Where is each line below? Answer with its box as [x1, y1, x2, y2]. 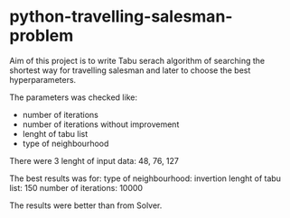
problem [9, 25, 74, 46]
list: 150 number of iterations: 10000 [9, 182, 143, 193]
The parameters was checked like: [9, 92, 138, 103]
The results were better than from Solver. [9, 200, 163, 211]
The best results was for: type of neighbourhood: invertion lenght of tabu [9, 173, 282, 184]
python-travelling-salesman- [9, 6, 233, 27]
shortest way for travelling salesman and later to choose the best [9, 65, 251, 76]
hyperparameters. [9, 74, 77, 85]
